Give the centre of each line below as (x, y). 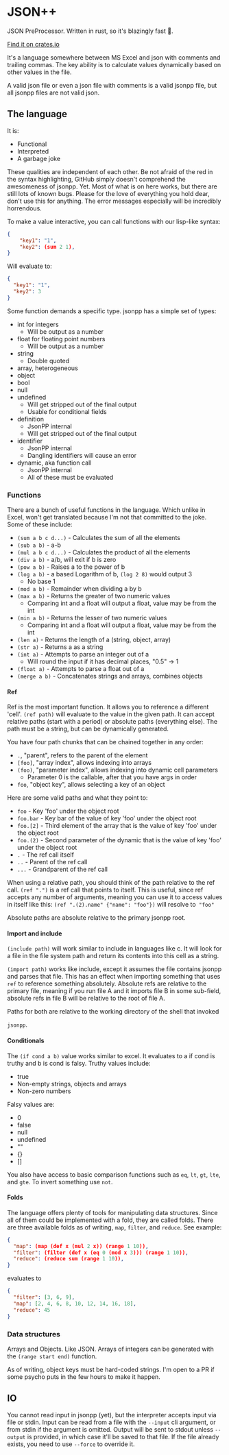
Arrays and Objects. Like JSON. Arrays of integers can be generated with (110, 1349)
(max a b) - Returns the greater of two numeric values (94, 596)
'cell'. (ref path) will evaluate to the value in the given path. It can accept (111, 714)
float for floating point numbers (61, 339)
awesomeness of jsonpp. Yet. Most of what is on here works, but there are (112, 186)
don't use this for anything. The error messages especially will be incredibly (114, 201)
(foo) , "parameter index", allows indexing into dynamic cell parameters (117, 770)
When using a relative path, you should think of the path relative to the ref (111, 883)
